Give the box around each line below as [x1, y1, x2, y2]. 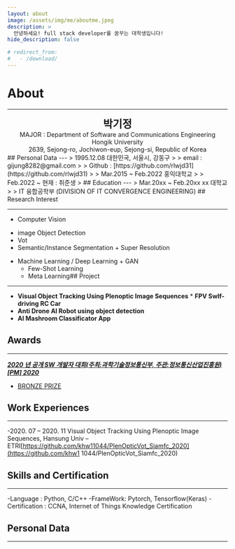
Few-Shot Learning [27, 264, 84, 272]
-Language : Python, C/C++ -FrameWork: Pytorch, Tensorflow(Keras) [7, 495, 208, 503]
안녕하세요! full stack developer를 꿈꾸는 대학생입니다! [13, 29, 164, 37]
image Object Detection [17, 228, 86, 237]
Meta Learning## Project [27, 272, 100, 280]
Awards [7, 335, 42, 346]
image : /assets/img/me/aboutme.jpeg [7, 17, 114, 24]
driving [17, 299, 39, 307]
